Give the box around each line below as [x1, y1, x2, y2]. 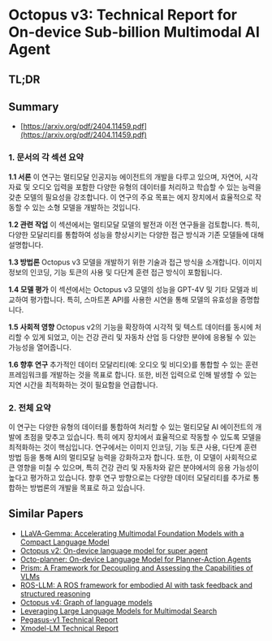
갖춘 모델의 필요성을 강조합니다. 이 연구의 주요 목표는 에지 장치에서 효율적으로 [8, 192, 253, 202]
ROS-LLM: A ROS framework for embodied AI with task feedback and [19, 580, 253, 590]
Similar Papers [8, 507, 84, 521]
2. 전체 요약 [8, 402, 51, 413]
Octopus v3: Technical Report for [8, 6, 238, 24]
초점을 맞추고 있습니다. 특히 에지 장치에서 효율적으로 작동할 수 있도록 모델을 [23, 432, 262, 441]
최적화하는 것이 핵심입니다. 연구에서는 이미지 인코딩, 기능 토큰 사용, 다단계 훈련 [8, 442, 257, 452]
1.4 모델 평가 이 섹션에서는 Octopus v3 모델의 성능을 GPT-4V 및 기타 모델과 [8, 284, 250, 294]
